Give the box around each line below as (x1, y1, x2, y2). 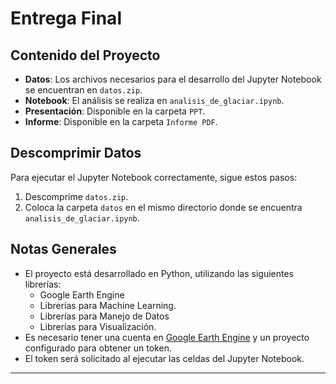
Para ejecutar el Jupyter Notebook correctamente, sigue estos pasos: (10, 171, 298, 183)
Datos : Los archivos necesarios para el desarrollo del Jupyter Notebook (24, 73, 322, 85)
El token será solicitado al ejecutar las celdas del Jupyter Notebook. (24, 352, 305, 364)
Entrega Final (10, 7, 122, 30)
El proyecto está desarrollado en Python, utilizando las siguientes (24, 267, 294, 279)
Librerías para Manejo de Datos (39, 310, 170, 322)
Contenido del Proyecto (10, 47, 161, 64)
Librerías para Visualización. (39, 320, 157, 332)
